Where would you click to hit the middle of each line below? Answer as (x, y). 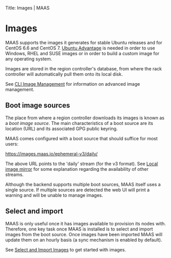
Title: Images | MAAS (28, 8)
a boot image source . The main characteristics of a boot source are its (79, 123)
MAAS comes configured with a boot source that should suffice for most (82, 138)
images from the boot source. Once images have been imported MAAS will (84, 234)
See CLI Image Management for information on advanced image (73, 84)
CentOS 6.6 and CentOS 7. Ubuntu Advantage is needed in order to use (80, 48)
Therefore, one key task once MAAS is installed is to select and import (79, 229)
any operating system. (29, 59)
